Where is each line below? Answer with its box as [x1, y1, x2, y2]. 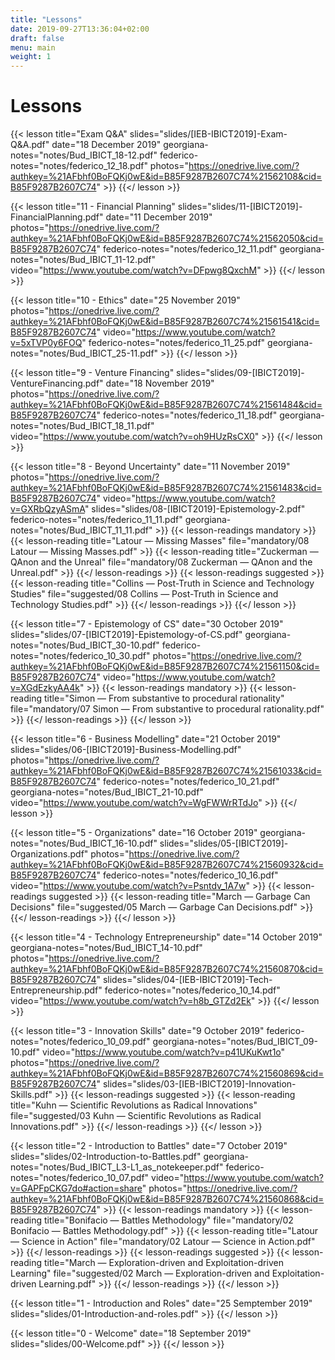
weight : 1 [10, 52, 52, 62]
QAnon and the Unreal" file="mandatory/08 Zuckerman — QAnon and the [10, 556, 313, 568]
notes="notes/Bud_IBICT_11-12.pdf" [10, 254, 156, 266]
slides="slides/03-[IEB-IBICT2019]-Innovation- [102, 1078, 297, 1090]
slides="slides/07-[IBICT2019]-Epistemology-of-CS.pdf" [10, 629, 243, 641]
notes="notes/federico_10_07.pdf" [10, 1172, 150, 1184]
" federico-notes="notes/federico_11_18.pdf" [96, 409, 278, 421]
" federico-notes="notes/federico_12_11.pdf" [96, 243, 278, 255]
